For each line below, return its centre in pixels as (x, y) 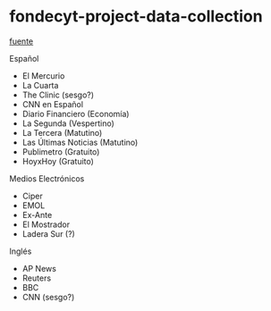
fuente (21, 41)
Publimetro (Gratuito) (61, 151)
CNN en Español (52, 104)
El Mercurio (43, 76)
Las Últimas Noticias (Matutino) (80, 142)
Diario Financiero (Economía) (76, 113)
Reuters (37, 278)
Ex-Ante (37, 214)
